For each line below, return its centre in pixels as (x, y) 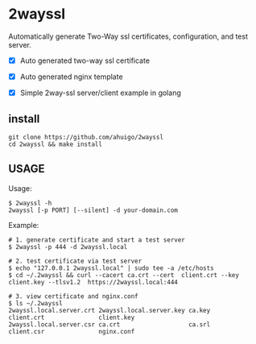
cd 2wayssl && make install (56, 144)
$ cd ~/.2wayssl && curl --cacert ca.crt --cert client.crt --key (124, 275)
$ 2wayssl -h (30, 203)
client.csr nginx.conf (72, 331)
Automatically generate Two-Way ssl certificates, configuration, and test (128, 36)
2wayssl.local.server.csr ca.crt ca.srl (109, 324)
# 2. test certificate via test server (75, 261)
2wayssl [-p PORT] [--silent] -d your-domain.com (93, 210)
